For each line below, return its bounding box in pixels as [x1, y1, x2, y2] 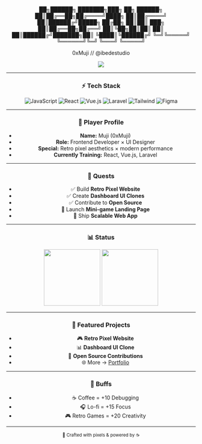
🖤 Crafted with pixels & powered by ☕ [62, 432, 140, 438]
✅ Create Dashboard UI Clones [66, 192, 145, 199]
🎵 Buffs [90, 380, 112, 388]
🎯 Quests [87, 171, 115, 180]
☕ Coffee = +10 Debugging [72, 394, 139, 401]
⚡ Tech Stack [81, 81, 121, 90]
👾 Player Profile [78, 118, 124, 126]
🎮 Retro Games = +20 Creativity [65, 412, 146, 419]
